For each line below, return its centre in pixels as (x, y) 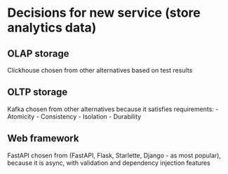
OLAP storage (38, 53)
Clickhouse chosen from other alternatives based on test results (100, 70)
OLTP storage (38, 92)
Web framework (43, 139)
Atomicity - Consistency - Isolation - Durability (74, 116)
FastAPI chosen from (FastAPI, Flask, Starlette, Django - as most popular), (114, 155)
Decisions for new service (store (104, 13)
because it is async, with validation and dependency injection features (109, 163)
